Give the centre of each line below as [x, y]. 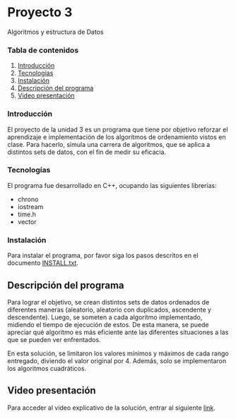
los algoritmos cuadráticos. [47, 368]
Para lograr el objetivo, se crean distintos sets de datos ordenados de [108, 302]
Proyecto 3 [40, 12]
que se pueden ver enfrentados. [54, 339]
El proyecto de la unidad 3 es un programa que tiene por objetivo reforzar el [118, 129]
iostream [30, 206]
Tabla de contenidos [43, 50]
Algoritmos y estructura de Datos [55, 32]
